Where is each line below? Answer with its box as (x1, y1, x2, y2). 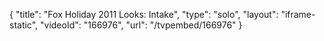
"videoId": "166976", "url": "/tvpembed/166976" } (40, 19, 243, 31)
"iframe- (280, 9, 316, 20)
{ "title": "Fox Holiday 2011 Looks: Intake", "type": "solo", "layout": (9, 9, 279, 20)
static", (9, 19, 39, 31)
